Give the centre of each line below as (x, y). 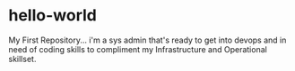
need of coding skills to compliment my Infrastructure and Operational (138, 49)
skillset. (22, 59)
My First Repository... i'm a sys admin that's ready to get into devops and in (147, 40)
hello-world (53, 16)
